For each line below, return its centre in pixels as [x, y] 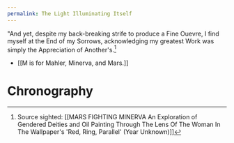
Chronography [50, 91]
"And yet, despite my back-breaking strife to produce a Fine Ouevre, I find [113, 33]
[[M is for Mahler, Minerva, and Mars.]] [73, 63]
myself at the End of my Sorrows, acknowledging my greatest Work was [111, 41]
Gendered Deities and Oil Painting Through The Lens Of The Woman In [119, 125]
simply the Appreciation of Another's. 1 [62, 49]
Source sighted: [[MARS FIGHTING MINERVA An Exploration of [107, 117]
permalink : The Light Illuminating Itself [70, 14]
